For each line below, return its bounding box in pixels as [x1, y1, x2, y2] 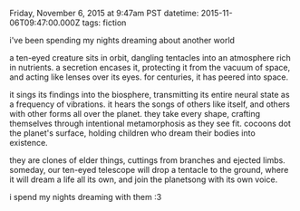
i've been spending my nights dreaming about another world [9, 35, 236, 45]
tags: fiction [82, 17, 127, 28]
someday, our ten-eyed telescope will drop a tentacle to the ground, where [9, 165, 289, 175]
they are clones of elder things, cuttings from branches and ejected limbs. [9, 155, 285, 166]
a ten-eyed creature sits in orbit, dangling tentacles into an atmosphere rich [9, 53, 292, 62]
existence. [9, 138, 48, 148]
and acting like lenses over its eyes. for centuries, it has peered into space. [9, 72, 289, 82]
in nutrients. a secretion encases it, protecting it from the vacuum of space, [9, 62, 291, 72]
